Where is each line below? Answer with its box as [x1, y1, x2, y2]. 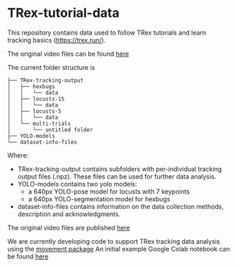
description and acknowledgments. [17, 210, 121, 218]
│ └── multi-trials [7, 120, 71, 127]
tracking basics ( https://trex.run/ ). [7, 35, 106, 44]
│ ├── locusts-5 [7, 107, 62, 114]
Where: [7, 150, 29, 160]
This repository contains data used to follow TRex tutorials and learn [7, 28, 207, 37]
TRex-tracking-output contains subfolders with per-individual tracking [17, 165, 222, 173]
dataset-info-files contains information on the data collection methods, [17, 202, 224, 210]
